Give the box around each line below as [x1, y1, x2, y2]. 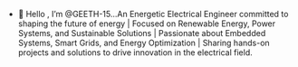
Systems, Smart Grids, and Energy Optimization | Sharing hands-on [17, 37, 270, 48]
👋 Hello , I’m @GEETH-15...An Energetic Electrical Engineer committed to [17, 9, 289, 19]
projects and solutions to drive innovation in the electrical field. [17, 47, 254, 58]
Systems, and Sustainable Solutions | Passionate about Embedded [17, 28, 266, 38]
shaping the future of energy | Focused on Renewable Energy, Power [17, 18, 276, 29]
